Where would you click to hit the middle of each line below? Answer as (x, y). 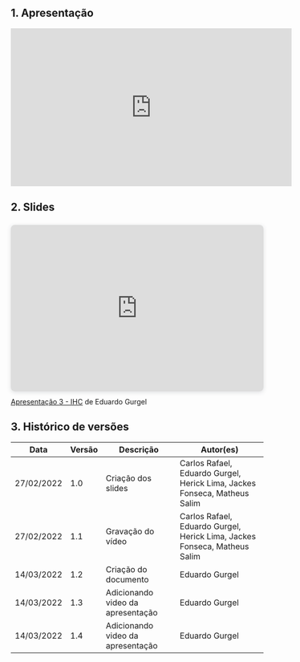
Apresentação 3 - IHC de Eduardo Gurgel (79, 401)
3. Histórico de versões (70, 427)
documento (127, 579)
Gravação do (130, 531)
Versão (84, 449)
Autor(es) (220, 449)
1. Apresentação (52, 13)
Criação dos (129, 478)
